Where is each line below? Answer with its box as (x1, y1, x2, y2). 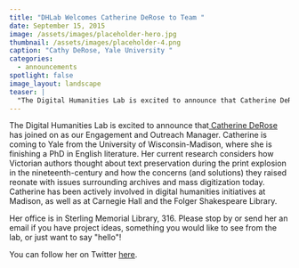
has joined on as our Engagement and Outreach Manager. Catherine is (9, 130, 267, 141)
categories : (9, 54, 53, 63)
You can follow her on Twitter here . (9, 249, 138, 260)
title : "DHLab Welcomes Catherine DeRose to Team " (9, 12, 205, 22)
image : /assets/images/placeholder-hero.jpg (9, 29, 177, 38)
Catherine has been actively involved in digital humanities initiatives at (9, 186, 266, 197)
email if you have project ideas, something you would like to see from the (9, 223, 278, 233)
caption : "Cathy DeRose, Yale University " (9, 46, 174, 55)
